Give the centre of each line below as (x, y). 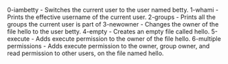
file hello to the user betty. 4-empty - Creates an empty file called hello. (109, 31)
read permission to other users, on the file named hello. (85, 53)
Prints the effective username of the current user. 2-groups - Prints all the (112, 17)
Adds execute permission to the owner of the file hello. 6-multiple (128, 39)
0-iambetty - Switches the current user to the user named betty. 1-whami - (113, 10)
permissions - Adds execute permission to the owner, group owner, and (109, 46)
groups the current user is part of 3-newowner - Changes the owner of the (113, 24)
